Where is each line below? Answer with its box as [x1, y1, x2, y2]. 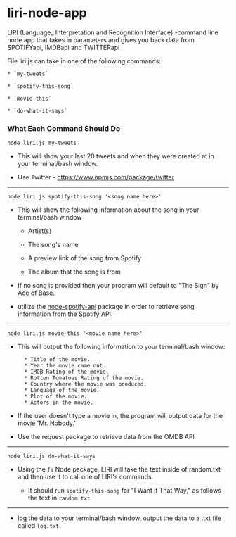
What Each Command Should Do [7, 123, 121, 133]
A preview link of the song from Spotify [27, 254, 142, 263]
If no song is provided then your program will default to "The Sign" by [17, 282, 219, 290]
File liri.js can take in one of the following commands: [7, 56, 162, 65]
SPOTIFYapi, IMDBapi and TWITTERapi [7, 43, 120, 51]
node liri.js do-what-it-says [7, 453, 96, 460]
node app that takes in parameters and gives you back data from [7, 35, 195, 44]
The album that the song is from [27, 267, 121, 276]
